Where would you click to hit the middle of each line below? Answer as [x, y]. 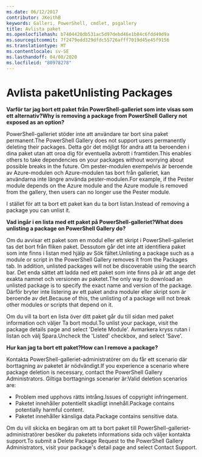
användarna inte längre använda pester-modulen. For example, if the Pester [100, 179]
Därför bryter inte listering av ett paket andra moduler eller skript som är [96, 292]
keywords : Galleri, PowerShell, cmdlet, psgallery [72, 23]
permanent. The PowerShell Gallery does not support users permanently [96, 141]
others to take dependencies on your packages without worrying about [95, 160]
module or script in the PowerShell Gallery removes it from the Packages [97, 260]
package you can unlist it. [39, 211]
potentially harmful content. [49, 410]
